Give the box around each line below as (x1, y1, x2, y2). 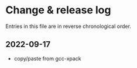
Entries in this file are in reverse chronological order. (5, 23, 131, 30)
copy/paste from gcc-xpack (13, 55, 81, 62)
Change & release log (5, 3, 111, 17)
